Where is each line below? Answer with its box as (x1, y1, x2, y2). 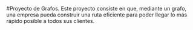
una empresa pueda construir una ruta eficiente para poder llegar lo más (6, 11, 188, 18)
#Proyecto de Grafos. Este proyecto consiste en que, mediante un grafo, (6, 5, 187, 12)
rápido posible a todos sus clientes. (6, 18, 95, 24)
